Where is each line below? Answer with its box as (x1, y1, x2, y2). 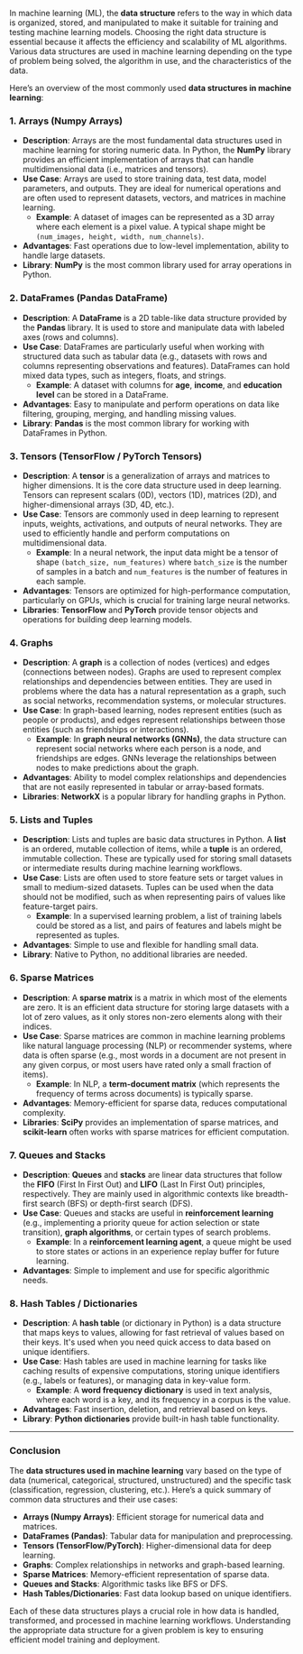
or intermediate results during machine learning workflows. (22, 863, 243, 874)
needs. (22, 1275, 49, 1286)
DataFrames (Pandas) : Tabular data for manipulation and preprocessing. (22, 1530, 293, 1541)
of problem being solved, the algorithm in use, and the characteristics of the (9, 56, 292, 66)
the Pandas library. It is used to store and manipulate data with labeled (22, 322, 285, 333)
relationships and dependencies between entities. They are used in (22, 676, 272, 687)
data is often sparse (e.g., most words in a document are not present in (22, 1050, 287, 1061)
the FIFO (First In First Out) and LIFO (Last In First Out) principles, (22, 1179, 266, 1190)
